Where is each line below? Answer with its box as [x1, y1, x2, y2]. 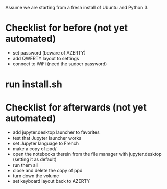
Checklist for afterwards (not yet [5, 102, 147, 114]
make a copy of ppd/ [12, 146, 57, 152]
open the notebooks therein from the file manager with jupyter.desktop [12, 151, 162, 157]
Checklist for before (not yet [5, 22, 128, 34]
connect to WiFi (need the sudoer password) [12, 61, 107, 67]
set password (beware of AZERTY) [12, 49, 86, 56]
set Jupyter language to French [12, 140, 79, 147]
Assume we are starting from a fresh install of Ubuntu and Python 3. [5, 5, 149, 10]
